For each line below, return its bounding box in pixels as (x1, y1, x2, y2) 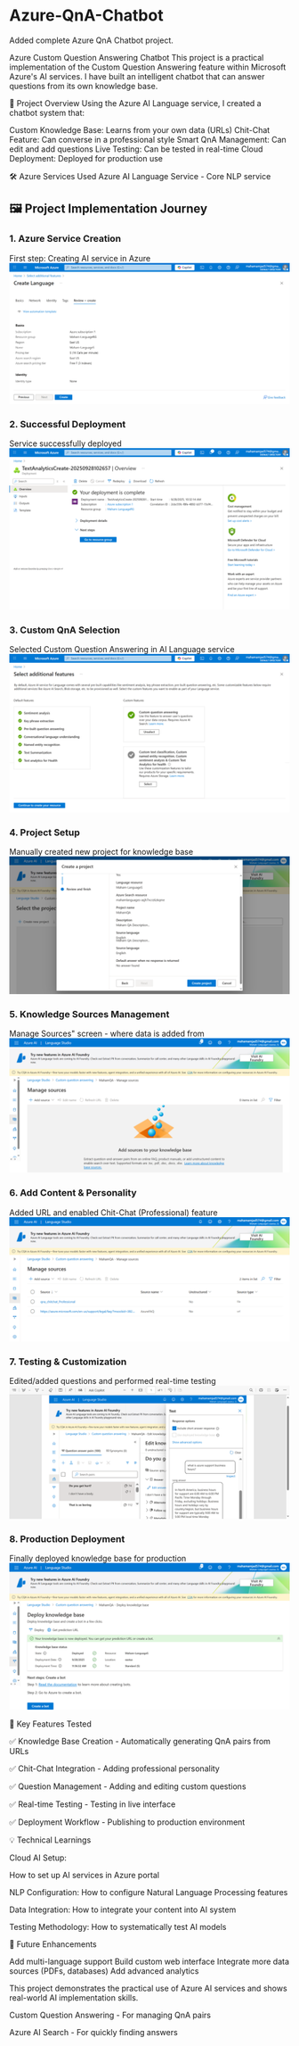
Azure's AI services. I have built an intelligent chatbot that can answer (9, 70, 265, 81)
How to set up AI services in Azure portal (9, 1869, 160, 1880)
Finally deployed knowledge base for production (9, 1553, 187, 1563)
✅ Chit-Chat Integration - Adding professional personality (9, 1763, 220, 1774)
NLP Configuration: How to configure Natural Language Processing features (9, 1886, 288, 1897)
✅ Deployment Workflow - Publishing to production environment (9, 1817, 246, 1827)
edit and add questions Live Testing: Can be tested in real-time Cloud (9, 144, 263, 154)
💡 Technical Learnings (9, 1835, 92, 1845)
